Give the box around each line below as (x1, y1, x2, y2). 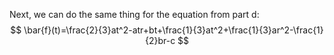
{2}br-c (144, 35, 176, 46)
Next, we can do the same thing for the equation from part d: (9, 9, 260, 20)
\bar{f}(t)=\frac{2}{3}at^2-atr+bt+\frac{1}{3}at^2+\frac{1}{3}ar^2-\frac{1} (23, 24, 324, 36)
